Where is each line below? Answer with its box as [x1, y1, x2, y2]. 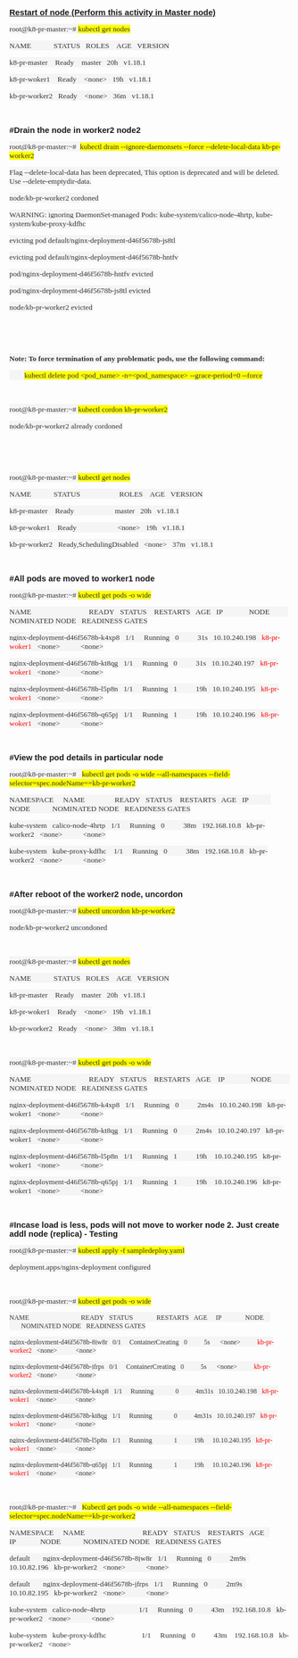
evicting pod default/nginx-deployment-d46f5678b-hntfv [9, 253, 178, 261]
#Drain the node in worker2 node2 [9, 125, 141, 135]
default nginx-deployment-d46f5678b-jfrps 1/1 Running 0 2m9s [9, 1579, 243, 1588]
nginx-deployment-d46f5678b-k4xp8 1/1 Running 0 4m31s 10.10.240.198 [9, 1387, 257, 1396]
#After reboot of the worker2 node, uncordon [9, 890, 184, 899]
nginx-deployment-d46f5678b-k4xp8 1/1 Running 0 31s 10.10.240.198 [9, 633, 257, 642]
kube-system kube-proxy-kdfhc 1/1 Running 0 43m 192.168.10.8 [9, 1630, 274, 1640]
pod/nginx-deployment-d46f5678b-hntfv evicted [9, 269, 153, 278]
